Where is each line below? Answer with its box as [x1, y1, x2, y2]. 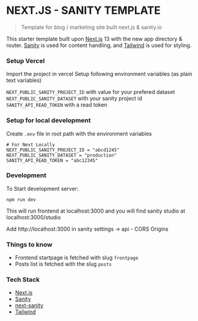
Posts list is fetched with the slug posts [14, 260, 112, 268]
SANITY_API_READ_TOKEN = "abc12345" [6, 157, 98, 163]
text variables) [6, 76, 42, 84]
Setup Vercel [6, 57, 45, 65]
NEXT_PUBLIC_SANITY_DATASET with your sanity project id [6, 95, 143, 102]
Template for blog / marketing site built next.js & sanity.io [20, 23, 162, 31]
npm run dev [6, 196, 36, 202]
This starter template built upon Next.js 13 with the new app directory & [6, 35, 182, 42]
